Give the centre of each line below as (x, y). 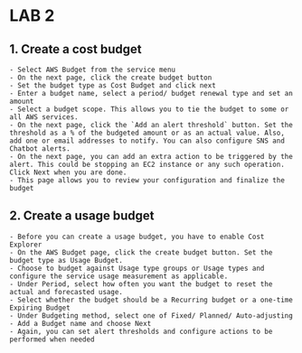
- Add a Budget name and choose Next (80, 323)
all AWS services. (44, 117)
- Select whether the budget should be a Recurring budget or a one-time (151, 300)
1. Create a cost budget (75, 49)
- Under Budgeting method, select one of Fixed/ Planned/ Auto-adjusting (151, 316)
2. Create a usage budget (82, 216)
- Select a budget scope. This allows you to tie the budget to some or (149, 109)
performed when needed (52, 339)
